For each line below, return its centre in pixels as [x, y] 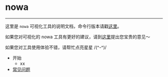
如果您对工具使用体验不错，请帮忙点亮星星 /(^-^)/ [56, 47]
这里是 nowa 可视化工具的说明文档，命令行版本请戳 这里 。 [63, 26]
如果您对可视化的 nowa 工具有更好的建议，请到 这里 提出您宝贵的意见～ [78, 37]
